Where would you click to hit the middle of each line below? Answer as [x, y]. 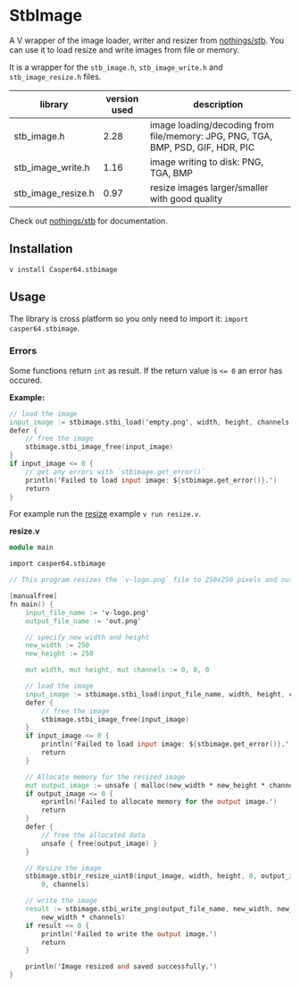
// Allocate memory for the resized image [105, 777]
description [218, 104]
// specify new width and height [87, 637]
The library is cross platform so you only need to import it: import [129, 318]
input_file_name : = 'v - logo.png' [87, 612]
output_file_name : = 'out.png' [83, 621]
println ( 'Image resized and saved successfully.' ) [121, 967]
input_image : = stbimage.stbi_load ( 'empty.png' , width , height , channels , [151, 422]
